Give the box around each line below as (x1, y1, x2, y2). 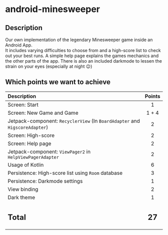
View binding (7, 185, 38, 192)
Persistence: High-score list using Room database (7, 169, 123, 176)
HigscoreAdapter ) (7, 124, 48, 131)
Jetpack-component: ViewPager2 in (7, 148, 91, 155)
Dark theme (7, 194, 35, 201)
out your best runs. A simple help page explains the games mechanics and (5, 53, 159, 59)
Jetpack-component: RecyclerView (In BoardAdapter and (7, 117, 140, 124)
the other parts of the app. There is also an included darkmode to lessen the (5, 58, 162, 64)
